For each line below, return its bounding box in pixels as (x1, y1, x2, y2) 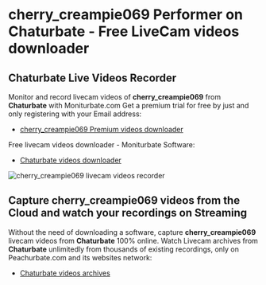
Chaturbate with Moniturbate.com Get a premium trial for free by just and (8, 101, 249, 110)
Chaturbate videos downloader (19, 155, 121, 165)
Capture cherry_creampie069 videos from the (8, 193, 241, 208)
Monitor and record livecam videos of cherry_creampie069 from (8, 92, 221, 101)
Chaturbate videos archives (19, 268, 111, 278)
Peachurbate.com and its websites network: (8, 252, 152, 262)
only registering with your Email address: (8, 109, 142, 119)
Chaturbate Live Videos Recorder (8, 71, 177, 84)
